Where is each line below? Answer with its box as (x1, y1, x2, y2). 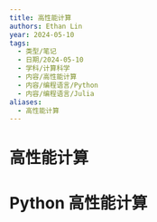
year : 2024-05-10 (9, 30, 75, 39)
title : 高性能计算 (9, 13, 72, 23)
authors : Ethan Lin (9, 22, 83, 31)
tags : (9, 38, 30, 48)
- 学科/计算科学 (17, 64, 70, 73)
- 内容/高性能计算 (17, 72, 78, 82)
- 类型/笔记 (17, 47, 57, 56)
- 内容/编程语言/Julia (17, 89, 95, 98)
